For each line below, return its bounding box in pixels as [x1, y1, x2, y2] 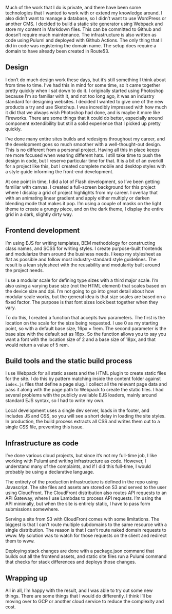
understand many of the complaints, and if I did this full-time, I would [5, 463, 151, 469]
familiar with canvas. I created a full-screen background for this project [5, 184, 156, 190]
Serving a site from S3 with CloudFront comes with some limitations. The [5, 516, 160, 522]
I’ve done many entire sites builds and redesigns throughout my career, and [5, 136, 165, 142]
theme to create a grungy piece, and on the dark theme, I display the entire [5, 206, 164, 212]
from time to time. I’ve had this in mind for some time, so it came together [5, 82, 161, 88]
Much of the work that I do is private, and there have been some [5, 5, 141, 10]
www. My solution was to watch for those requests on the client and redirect [5, 532, 167, 539]
